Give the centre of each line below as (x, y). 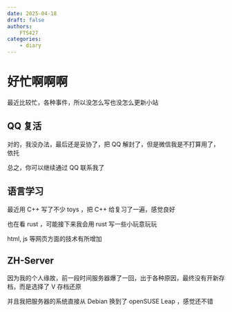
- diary (30, 46)
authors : (20, 26)
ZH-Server (30, 261)
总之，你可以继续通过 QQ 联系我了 (56, 167)
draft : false (26, 20)
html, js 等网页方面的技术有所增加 (55, 238)
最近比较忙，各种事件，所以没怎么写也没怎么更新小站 (83, 102)
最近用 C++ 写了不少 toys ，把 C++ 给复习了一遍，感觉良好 (91, 209)
